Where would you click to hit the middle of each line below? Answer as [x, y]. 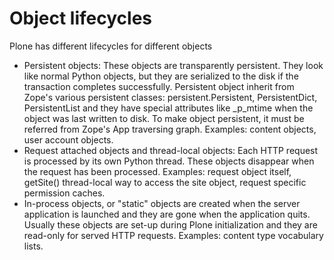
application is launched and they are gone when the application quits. [167, 214]
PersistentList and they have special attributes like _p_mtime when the [168, 108]
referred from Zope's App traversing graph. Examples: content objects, [170, 129]
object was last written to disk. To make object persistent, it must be [164, 118]
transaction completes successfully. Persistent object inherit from [159, 86]
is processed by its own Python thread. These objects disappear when [169, 161]
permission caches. [64, 193]
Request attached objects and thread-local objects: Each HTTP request [171, 150]
